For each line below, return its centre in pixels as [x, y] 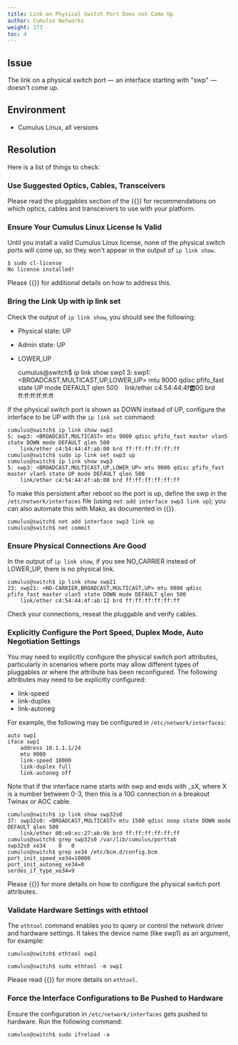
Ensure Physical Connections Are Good [77, 546]
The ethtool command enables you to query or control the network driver [115, 926]
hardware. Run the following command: [65, 1021]
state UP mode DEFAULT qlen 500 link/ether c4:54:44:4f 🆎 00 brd [116, 387]
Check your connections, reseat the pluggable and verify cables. [103, 614]
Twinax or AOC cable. [39, 801]
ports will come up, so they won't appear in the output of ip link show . [112, 250]
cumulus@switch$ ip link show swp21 [62, 582]
